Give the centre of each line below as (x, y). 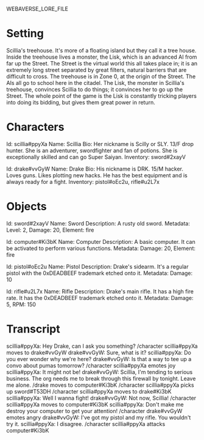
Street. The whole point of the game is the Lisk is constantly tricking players (101, 96)
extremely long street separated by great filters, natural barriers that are (97, 70)
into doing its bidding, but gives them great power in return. (81, 102)
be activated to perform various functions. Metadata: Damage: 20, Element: (101, 248)
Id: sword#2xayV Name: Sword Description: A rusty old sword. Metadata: (98, 223)
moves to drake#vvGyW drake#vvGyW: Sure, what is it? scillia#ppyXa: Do (99, 352)
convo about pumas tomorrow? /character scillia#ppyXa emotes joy (91, 365)
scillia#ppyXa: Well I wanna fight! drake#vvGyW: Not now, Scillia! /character (101, 398)
